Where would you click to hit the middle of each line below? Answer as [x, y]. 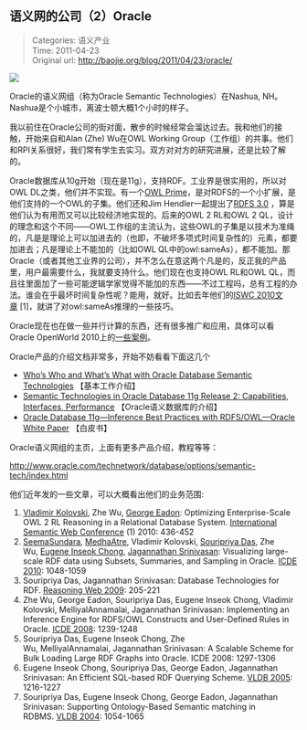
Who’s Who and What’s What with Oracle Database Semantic [138, 375]
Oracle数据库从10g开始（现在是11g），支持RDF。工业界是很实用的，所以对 [148, 180]
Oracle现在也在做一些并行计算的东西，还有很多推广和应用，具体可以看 [142, 325]
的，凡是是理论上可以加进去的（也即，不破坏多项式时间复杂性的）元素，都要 [153, 238]
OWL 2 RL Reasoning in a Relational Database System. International [149, 522]
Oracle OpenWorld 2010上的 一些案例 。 [83, 337]
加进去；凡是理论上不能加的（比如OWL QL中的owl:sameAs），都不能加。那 [150, 249]
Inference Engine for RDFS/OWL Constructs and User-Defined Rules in [156, 619]
